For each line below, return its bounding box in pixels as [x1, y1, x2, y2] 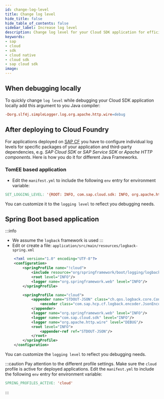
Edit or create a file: [12, 243, 52, 248]
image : [5, 66, 19, 71]
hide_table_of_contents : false [5, 21, 69, 26]
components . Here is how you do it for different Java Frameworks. [5, 154, 138, 160]
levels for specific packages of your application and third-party [5, 144, 132, 150]
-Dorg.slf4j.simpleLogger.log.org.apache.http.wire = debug [5, 112, 125, 117]
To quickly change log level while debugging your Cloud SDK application [5, 97, 154, 103]
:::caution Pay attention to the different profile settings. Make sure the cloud [5, 361, 157, 367]
